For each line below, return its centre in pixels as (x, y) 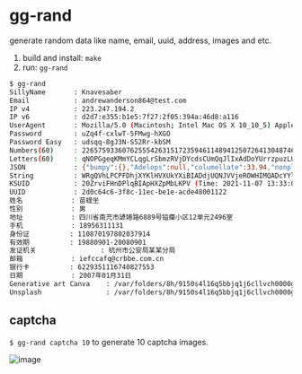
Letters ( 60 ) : (44, 159)
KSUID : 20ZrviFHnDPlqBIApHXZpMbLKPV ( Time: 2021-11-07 (136, 184)
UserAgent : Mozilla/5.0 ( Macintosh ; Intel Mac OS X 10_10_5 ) (140, 126)
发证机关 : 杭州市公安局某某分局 (93, 251)
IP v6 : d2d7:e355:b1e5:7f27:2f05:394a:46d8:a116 (124, 117)
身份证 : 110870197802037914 (80, 234)
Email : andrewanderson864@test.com (98, 100)
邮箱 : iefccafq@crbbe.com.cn (87, 259)
